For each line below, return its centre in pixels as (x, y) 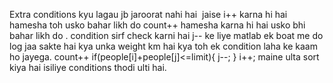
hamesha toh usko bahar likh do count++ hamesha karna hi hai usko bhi (157, 25)
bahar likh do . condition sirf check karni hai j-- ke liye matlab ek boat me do (166, 35)
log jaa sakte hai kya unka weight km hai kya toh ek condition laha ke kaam (163, 46)
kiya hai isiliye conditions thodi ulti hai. (88, 67)
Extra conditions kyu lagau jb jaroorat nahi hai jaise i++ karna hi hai (148, 14)
